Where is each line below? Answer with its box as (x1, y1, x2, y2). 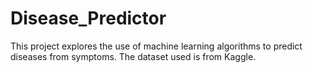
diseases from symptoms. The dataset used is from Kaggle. (10, 50, 257, 62)
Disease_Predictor (10, 7, 167, 30)
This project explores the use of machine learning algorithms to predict (10, 40, 303, 52)
